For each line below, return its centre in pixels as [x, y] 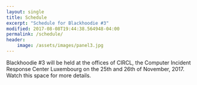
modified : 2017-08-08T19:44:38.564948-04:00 [63, 29]
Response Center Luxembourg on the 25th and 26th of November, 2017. [95, 69]
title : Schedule [27, 17]
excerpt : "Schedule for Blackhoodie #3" [58, 23]
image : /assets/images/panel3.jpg [60, 46]
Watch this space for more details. [49, 75]
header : [16, 40]
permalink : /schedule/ [35, 34]
